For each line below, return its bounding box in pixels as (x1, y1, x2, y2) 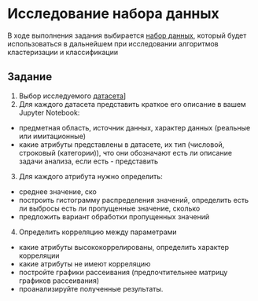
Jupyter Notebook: (18, 108, 80, 117)
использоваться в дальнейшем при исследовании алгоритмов (7, 39, 219, 48)
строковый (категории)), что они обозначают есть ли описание (18, 148, 233, 157)
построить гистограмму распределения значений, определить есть (18, 195, 249, 204)
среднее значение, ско (18, 186, 98, 196)
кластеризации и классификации (7, 47, 119, 57)
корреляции (18, 251, 60, 260)
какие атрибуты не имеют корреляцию (18, 259, 151, 268)
